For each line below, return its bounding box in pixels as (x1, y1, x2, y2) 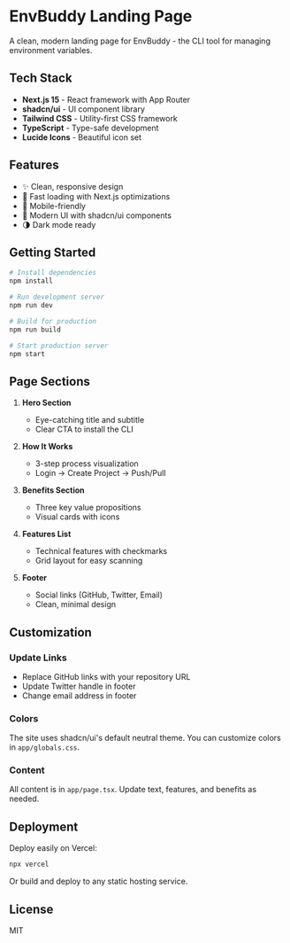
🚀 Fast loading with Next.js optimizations (21, 191, 171, 201)
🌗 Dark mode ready (21, 219, 96, 230)
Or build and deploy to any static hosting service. (9, 876, 188, 887)
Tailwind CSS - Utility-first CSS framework (21, 113, 179, 123)
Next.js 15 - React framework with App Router (21, 94, 191, 105)
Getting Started (9, 245, 96, 260)
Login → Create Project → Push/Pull (34, 468, 166, 479)
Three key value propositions (34, 503, 141, 513)
